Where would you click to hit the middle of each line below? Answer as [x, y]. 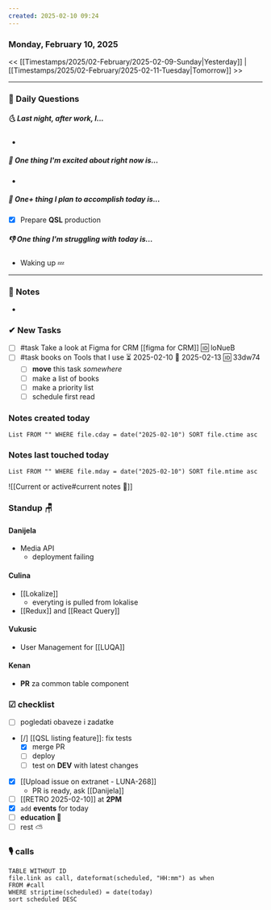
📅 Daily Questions [44, 99]
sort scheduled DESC [43, 899]
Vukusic [23, 629]
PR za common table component [74, 684]
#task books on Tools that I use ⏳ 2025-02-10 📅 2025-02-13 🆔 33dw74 [140, 357]
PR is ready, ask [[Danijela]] [78, 790]
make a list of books [65, 378]
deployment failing [63, 557]
